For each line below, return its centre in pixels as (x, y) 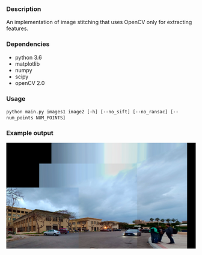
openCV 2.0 (30, 83)
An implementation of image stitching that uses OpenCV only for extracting (99, 22)
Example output (30, 133)
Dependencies (28, 44)
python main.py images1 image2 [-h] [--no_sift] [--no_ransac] (87, 112)
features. (17, 28)
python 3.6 (28, 57)
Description (24, 9)
